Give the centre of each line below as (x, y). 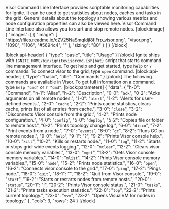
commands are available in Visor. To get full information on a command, (80, 82)
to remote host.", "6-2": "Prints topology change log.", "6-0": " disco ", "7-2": (84, 125)
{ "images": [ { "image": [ (31, 34)
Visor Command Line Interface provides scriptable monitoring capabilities (82, 7)
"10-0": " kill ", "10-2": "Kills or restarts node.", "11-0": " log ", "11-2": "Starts (83, 141)
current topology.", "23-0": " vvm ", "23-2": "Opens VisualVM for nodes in (80, 196)
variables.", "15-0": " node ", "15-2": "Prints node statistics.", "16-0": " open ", (82, 163)
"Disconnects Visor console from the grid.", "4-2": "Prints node (71, 114)
